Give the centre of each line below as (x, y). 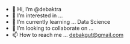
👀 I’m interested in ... (37, 15)
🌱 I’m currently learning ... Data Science (61, 22)
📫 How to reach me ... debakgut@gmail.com (68, 35)
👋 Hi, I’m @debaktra (37, 9)
